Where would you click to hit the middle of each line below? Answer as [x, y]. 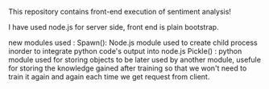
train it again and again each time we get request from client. [109, 77]
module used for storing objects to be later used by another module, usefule [135, 60]
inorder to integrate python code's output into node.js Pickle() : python [125, 51]
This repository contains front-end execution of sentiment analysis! [120, 12]
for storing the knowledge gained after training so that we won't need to [128, 68]
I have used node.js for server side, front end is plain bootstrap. [114, 27]
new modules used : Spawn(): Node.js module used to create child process [133, 42]
